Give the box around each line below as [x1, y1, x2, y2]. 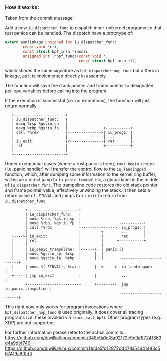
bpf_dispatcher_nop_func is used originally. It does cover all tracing [5, 309, 143, 315]
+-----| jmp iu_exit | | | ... [11, 273, 128, 278]
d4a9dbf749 [5, 340, 31, 346]
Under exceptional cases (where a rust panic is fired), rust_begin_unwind [5, 160, 155, 166]
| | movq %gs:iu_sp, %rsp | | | [11, 251, 104, 256]
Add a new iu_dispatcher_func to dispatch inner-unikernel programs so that [5, 25, 162, 31]
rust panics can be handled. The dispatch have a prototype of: [5, 30, 134, 36]
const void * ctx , [23, 44, 59, 50]
